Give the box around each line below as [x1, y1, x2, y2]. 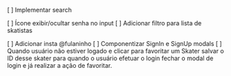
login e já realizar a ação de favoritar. [7, 62, 112, 69]
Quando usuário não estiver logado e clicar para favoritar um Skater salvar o [7, 47, 224, 55]
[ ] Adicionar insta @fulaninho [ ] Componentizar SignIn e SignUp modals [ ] [7, 40, 222, 47]
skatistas [7, 27, 33, 34]
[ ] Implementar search [7, 6, 72, 14]
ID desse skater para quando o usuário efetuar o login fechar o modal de [7, 54, 214, 62]
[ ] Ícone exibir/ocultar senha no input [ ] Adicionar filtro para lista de [7, 19, 202, 27]
